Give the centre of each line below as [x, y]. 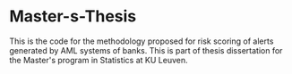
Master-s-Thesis [73, 16]
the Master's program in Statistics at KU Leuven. [99, 60]
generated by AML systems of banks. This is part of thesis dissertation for [146, 50]
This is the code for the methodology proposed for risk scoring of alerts [142, 41]
